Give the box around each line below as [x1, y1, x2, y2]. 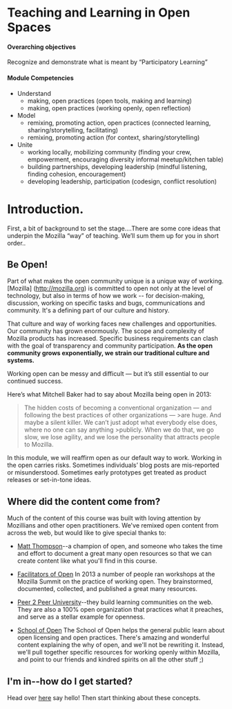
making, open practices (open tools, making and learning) [27, 97, 192, 105]
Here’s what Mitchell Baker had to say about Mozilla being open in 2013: [7, 390, 212, 399]
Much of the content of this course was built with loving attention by [7, 514, 202, 522]
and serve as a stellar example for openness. [17, 612, 145, 621]
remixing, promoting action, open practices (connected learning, [27, 119, 211, 127]
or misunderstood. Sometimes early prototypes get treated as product [7, 468, 207, 477]
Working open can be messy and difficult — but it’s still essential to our [7, 370, 209, 378]
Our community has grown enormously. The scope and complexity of [7, 327, 205, 335]
